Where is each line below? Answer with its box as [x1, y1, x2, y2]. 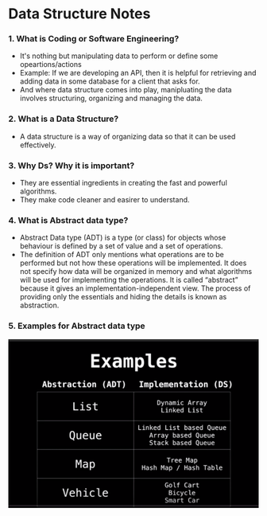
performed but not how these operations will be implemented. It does [19, 258, 247, 268]
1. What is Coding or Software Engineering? [8, 33, 180, 45]
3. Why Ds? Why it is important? [8, 160, 135, 171]
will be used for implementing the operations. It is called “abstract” [19, 276, 238, 285]
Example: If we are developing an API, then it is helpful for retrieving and [19, 68, 257, 78]
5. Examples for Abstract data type [8, 320, 145, 331]
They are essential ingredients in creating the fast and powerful [19, 178, 228, 188]
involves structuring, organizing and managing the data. [19, 93, 203, 104]
